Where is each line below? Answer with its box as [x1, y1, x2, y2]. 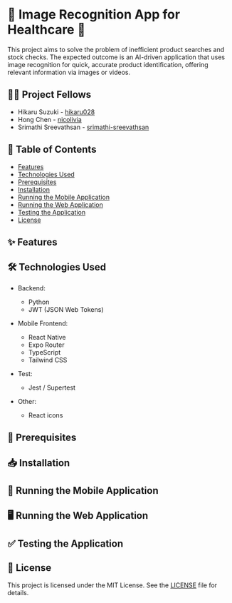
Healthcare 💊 [7, 21, 86, 38]
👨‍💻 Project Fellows [7, 88, 92, 101]
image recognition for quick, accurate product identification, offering [7, 60, 209, 69]
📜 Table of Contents [7, 143, 97, 156]
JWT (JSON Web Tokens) [28, 305, 105, 313]
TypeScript [28, 348, 61, 356]
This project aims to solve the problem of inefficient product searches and [7, 45, 225, 54]
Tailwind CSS [28, 355, 68, 364]
